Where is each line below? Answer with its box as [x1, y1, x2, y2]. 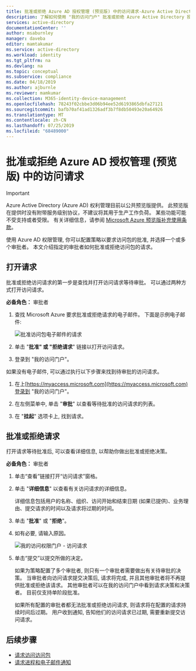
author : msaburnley [6, 30, 54, 36]
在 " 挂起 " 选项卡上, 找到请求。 [14, 412, 87, 419]
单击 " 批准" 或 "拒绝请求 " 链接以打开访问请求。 [14, 343, 128, 350]
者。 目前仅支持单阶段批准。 [14, 589, 83, 596]
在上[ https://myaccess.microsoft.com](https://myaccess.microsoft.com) [14, 380, 188, 387]
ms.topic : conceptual [6, 68, 59, 74]
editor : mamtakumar [6, 42, 54, 47]
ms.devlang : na [6, 63, 43, 69]
